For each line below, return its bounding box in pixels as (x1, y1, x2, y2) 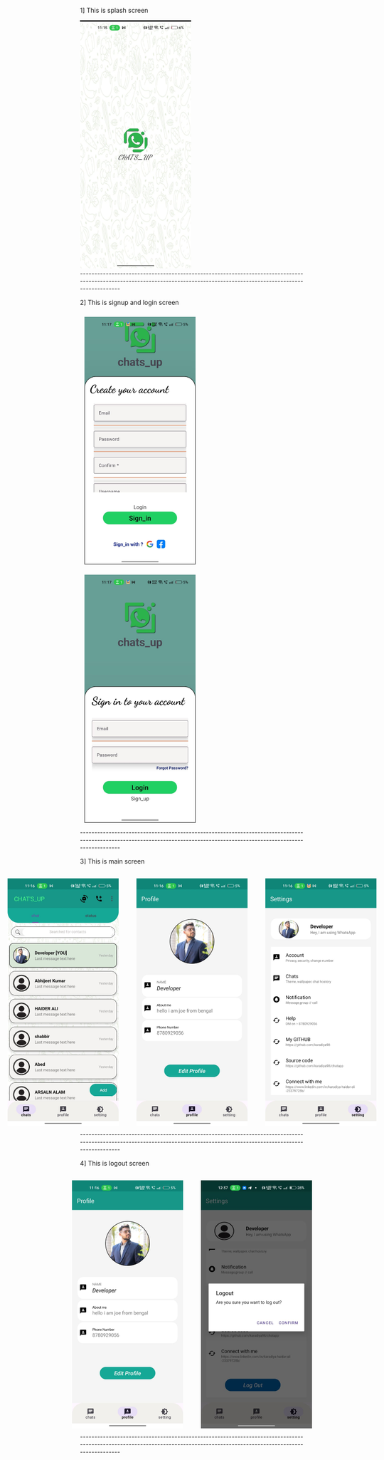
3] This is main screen (80, 856, 145, 865)
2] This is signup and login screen (80, 298, 179, 306)
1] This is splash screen (80, 6, 149, 14)
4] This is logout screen (80, 1159, 149, 1168)
